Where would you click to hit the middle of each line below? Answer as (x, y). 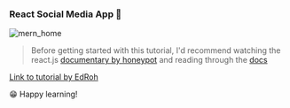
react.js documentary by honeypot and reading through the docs (149, 60)
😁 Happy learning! (43, 94)
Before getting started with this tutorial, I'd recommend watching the (156, 50)
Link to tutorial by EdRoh (54, 77)
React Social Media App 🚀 (66, 14)
